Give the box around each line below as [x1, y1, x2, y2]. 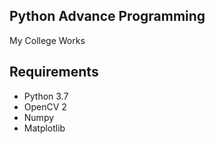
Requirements [9, 64, 99, 81]
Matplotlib [23, 122, 66, 134]
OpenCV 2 [23, 100, 67, 113]
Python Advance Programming [9, 8, 206, 25]
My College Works [9, 34, 86, 46]
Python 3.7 [23, 90, 69, 102]
